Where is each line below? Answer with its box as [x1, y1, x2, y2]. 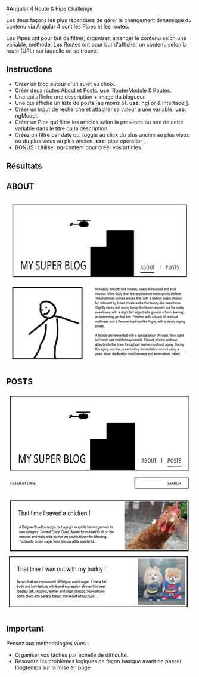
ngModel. [14, 112, 39, 119]
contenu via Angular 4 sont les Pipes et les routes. [6, 23, 130, 30]
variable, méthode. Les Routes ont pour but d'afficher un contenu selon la [6, 41, 188, 48]
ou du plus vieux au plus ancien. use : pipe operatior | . [14, 137, 148, 144]
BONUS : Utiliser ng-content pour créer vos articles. [14, 143, 143, 151]
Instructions [6, 64, 52, 75]
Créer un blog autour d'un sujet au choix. [14, 80, 116, 87]
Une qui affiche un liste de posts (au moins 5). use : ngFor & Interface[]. [14, 99, 189, 106]
